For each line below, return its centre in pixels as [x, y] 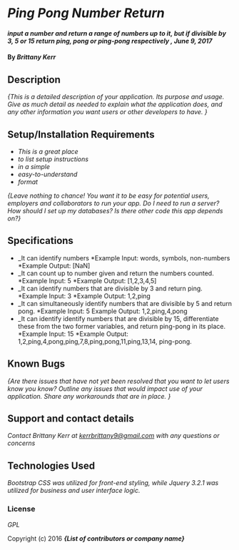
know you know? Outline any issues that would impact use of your [105, 388]
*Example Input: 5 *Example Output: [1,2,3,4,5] [87, 280]
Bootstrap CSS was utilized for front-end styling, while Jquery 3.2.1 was [113, 483]
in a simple [34, 167]
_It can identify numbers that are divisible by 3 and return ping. [110, 288]
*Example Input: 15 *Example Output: [73, 334]
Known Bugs [36, 364]
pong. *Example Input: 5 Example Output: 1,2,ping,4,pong [102, 311]
